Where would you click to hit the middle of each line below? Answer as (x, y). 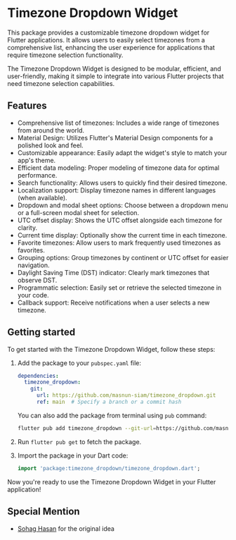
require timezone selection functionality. (65, 55)
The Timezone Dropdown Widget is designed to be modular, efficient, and (114, 68)
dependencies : (38, 376)
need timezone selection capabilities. (61, 83)
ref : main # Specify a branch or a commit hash (109, 402)
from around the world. (51, 130)
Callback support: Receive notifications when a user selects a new (113, 302)
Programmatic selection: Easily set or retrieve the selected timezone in (119, 288)
